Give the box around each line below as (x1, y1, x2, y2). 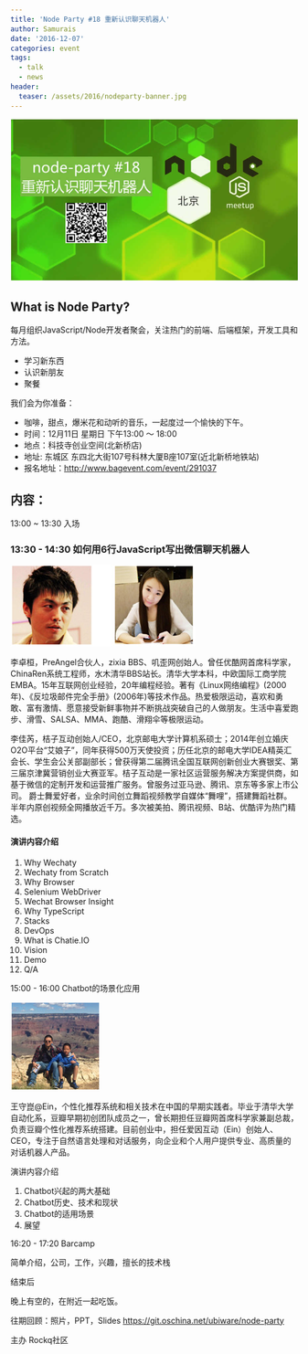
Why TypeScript (23, 905, 85, 916)
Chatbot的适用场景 (23, 1208, 95, 1219)
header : (10, 82, 40, 91)
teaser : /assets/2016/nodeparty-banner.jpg (18, 91, 186, 100)
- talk (18, 63, 44, 72)
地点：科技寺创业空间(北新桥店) (23, 439, 143, 451)
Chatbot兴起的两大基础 (23, 1185, 111, 1196)
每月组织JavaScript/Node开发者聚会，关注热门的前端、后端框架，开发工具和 (10, 324, 298, 335)
